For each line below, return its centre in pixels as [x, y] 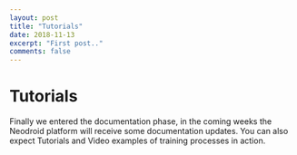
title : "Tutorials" [46, 26]
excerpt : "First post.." [56, 43]
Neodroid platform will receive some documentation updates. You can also [149, 131]
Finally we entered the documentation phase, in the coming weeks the [141, 121]
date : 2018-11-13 [42, 34]
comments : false [40, 52]
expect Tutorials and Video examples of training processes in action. [138, 140]
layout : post [34, 18]
